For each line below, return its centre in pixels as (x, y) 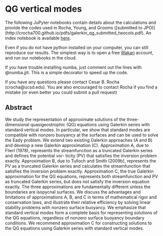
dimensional (17, 124)
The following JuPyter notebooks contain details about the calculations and (81, 22)
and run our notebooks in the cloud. (41, 58)
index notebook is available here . (38, 38)
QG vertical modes (44, 9)
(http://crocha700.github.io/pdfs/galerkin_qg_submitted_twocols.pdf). (75, 33)
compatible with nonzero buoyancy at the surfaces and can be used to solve (82, 135)
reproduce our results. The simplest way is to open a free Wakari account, (79, 53)
